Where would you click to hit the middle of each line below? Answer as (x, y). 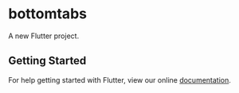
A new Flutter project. (44, 36)
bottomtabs (48, 14)
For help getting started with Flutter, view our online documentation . (119, 79)
